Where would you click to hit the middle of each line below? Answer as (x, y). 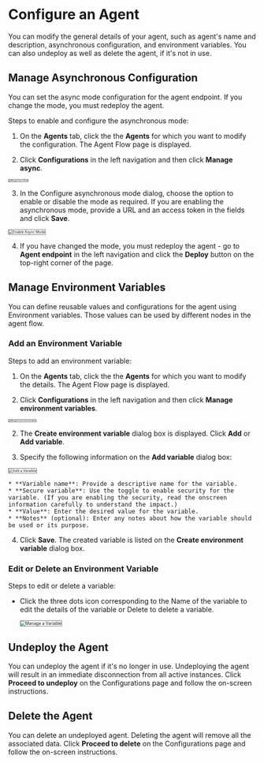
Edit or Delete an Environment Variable (84, 568)
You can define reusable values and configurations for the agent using (123, 306)
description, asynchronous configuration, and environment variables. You (127, 44)
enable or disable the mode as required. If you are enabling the (122, 201)
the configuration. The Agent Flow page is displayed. (105, 144)
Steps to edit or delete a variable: (62, 586)
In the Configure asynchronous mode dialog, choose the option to (126, 193)
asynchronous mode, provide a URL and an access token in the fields (132, 210)
